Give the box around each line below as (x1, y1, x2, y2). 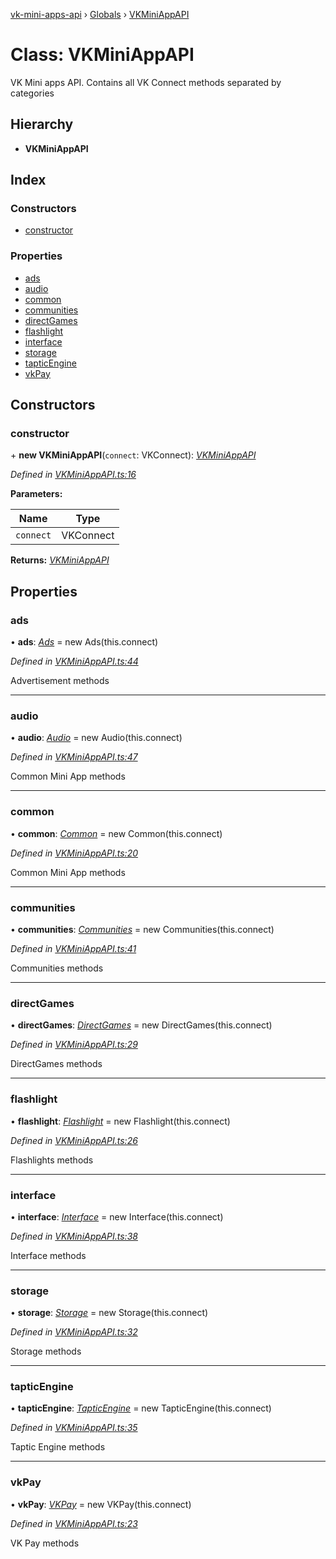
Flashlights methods (10, 1154, 94, 1166)
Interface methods (10, 1249, 87, 1261)
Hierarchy (10, 116, 74, 133)
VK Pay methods (10, 1537, 80, 1549)
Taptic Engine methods (10, 1441, 106, 1453)
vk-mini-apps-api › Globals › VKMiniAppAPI (10, 9, 190, 20)
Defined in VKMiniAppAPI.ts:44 (10, 655, 139, 668)
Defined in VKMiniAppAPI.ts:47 (10, 751, 138, 763)
